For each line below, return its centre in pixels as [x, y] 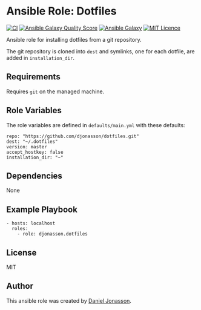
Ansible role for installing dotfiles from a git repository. [74, 39]
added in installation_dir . [40, 58]
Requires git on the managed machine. [55, 91]
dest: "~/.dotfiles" [32, 141]
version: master [27, 147]
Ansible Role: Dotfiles [61, 11]
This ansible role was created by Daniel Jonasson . [69, 300]
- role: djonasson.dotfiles [52, 234]
